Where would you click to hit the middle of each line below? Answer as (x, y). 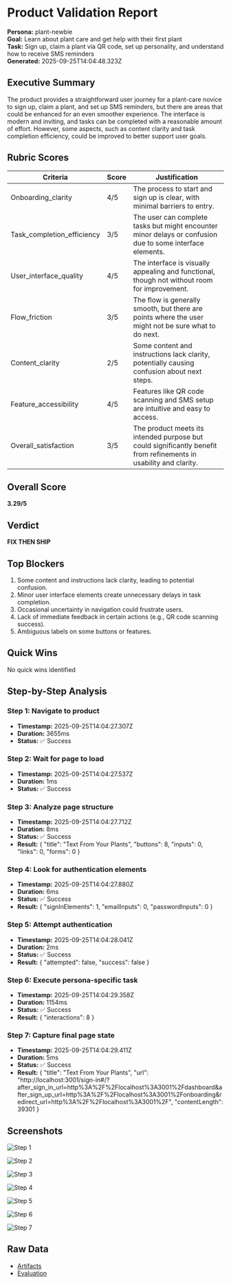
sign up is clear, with (166, 197)
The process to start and (173, 189)
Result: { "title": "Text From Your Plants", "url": (83, 1072)
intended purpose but (168, 437)
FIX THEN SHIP (29, 542)
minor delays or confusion (175, 234)
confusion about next (167, 371)
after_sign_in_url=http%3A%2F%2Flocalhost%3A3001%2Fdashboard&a (120, 1088)
